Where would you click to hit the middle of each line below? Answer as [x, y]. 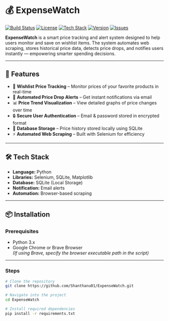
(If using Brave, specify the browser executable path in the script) [81, 253]
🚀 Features [22, 74]
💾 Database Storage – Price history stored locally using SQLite [77, 128]
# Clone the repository [30, 281]
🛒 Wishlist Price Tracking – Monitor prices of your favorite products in [86, 86]
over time [22, 110]
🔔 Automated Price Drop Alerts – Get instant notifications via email [82, 97]
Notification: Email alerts [38, 188]
